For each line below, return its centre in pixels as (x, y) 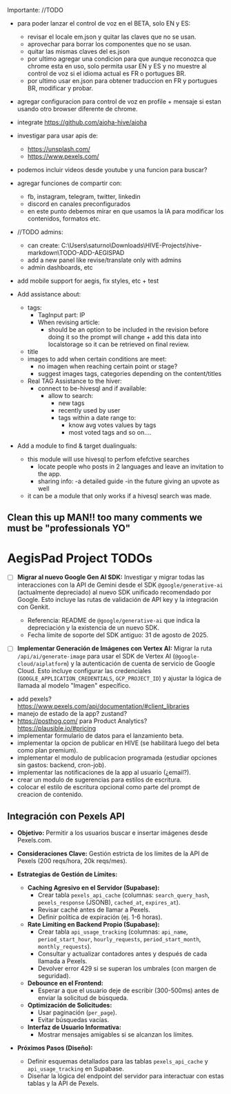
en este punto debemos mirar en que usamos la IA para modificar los (125, 211)
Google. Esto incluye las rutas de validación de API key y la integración (118, 600)
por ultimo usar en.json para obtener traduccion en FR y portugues (122, 81)
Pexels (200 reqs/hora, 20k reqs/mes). (72, 861)
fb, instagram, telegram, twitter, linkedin (84, 197)
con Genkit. (33, 607)
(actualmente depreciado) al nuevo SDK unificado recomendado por (114, 592)
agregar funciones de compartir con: (69, 183)
